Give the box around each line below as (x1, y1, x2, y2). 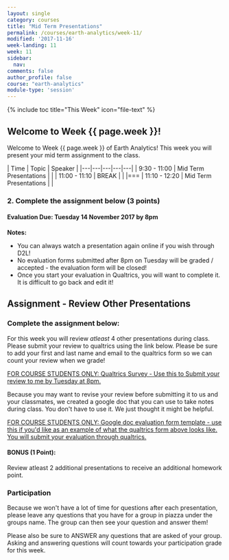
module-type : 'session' (7, 87, 75, 93)
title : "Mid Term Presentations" (7, 23, 103, 30)
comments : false (7, 67, 53, 74)
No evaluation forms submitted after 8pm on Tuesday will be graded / (16, 256, 214, 265)
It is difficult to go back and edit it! (16, 278, 114, 287)
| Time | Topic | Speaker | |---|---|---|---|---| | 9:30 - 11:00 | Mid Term (7, 164, 204, 172)
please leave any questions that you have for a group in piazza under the (7, 511, 213, 519)
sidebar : (7, 55, 32, 62)
